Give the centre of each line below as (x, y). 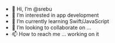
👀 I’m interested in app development (55, 15)
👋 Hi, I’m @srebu (32, 9)
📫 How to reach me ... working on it (55, 34)
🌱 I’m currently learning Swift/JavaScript (60, 21)
